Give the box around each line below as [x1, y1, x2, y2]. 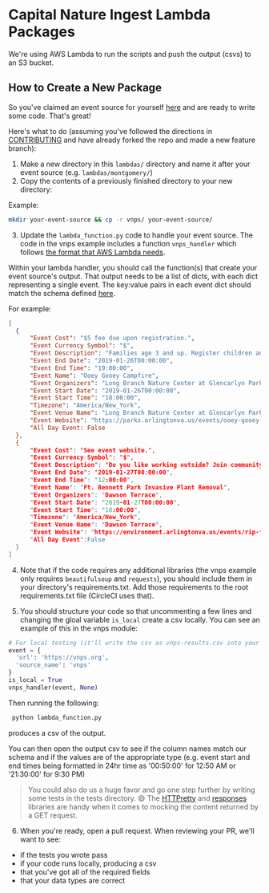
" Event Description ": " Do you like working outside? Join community [29, 461, 263, 469]
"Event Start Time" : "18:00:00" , [29, 394, 142, 402]
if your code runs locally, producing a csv [19, 858, 157, 868]
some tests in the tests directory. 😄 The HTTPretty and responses [27, 793, 247, 803]
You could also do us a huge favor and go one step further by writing [27, 785, 255, 794]
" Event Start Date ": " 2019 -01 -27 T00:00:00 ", [29, 498, 181, 506]
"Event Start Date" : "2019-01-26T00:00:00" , [29, 387, 181, 395]
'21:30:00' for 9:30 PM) [8, 769, 86, 779]
